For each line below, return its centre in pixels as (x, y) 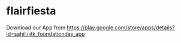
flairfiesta (31, 11)
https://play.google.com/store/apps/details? (121, 27)
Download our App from (36, 27)
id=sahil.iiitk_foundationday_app (46, 33)
